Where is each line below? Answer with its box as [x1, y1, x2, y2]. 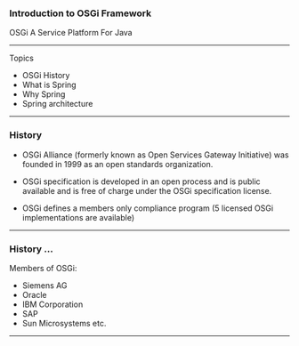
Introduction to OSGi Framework [9, 7, 152, 20]
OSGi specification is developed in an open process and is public [21, 176, 261, 187]
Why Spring [21, 89, 66, 100]
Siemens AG [21, 279, 68, 291]
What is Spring [21, 79, 77, 91]
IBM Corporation [21, 299, 84, 310]
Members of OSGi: [9, 262, 77, 273]
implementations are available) [21, 212, 135, 222]
